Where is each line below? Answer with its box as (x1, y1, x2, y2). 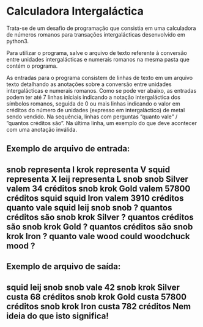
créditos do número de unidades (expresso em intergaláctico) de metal (6, 106, 185, 113)
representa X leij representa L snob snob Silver (6, 174, 188, 184)
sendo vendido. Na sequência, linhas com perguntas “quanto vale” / (6, 113, 178, 120)
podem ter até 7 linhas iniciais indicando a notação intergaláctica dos (6, 93, 180, 101)
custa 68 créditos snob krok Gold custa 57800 (6, 292, 187, 302)
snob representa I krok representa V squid (6, 164, 170, 174)
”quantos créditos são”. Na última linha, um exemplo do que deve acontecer (6, 119, 197, 126)
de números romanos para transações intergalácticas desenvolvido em (6, 31, 185, 38)
